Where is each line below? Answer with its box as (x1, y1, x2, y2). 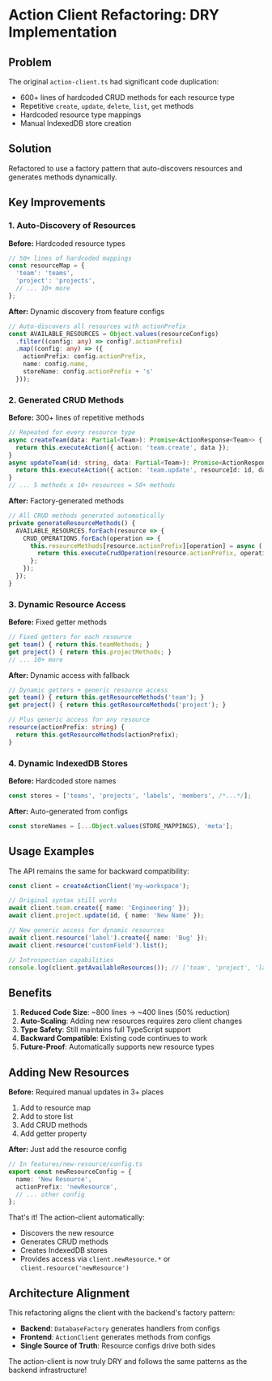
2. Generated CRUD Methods (8, 394, 125, 405)
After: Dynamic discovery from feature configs (8, 306, 165, 316)
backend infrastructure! (8, 1366, 87, 1375)
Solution (8, 142, 52, 156)
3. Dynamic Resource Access (8, 598, 126, 610)
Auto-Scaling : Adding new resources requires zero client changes (19, 1016, 243, 1026)
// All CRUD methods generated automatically (8, 511, 164, 520)
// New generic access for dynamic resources (8, 926, 164, 934)
